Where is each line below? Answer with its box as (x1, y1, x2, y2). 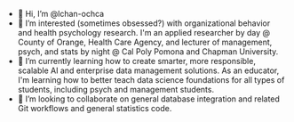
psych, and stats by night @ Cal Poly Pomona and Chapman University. (17, 46, 279, 57)
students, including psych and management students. (17, 85, 215, 94)
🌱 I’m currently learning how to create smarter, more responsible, (17, 56, 256, 66)
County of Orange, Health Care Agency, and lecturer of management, (17, 37, 273, 47)
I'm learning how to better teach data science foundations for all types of (17, 75, 285, 85)
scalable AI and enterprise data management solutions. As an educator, (17, 65, 280, 76)
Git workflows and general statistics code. (17, 103, 172, 113)
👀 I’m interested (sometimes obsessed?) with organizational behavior (17, 18, 271, 28)
